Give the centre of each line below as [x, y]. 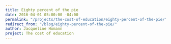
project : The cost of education [39, 33]
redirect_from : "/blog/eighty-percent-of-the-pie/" [61, 24]
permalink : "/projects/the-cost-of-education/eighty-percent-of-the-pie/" [86, 19]
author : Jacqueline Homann [34, 29]
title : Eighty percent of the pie [42, 10]
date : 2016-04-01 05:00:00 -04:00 [42, 15]
